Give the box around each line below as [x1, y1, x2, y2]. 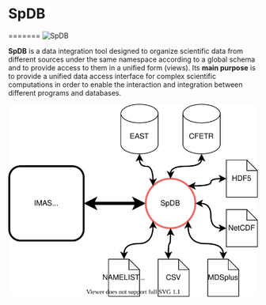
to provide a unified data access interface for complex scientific [8, 71, 216, 81]
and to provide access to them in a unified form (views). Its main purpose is [8, 62, 256, 72]
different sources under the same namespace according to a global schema [8, 55, 256, 64]
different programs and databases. [8, 88, 121, 97]
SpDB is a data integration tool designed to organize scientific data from [8, 46, 244, 55]
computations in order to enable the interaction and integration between [8, 80, 243, 89]
